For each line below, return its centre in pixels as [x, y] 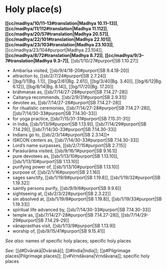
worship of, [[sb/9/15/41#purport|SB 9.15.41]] [59, 231]
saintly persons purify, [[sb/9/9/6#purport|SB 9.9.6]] [67, 188]
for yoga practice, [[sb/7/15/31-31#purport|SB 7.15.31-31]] [71, 118]
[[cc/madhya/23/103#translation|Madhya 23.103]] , [60, 44]
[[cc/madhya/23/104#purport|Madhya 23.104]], [54, 50]
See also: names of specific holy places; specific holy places [68, 241]
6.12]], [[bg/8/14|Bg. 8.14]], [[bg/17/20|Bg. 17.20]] [63, 86]
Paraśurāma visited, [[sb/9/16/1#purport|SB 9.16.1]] [65, 151]
